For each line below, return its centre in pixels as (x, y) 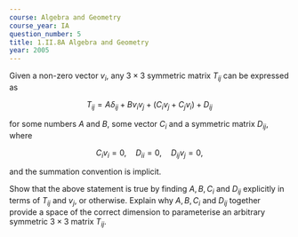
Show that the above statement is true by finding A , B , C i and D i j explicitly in (147, 190)
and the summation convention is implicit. (85, 172)
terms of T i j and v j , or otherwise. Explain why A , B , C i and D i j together (135, 201)
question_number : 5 (45, 34)
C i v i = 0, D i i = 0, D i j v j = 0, (149, 154)
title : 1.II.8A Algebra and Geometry (79, 42)
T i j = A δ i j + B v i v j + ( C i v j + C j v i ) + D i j (149, 105)
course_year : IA (39, 26)
